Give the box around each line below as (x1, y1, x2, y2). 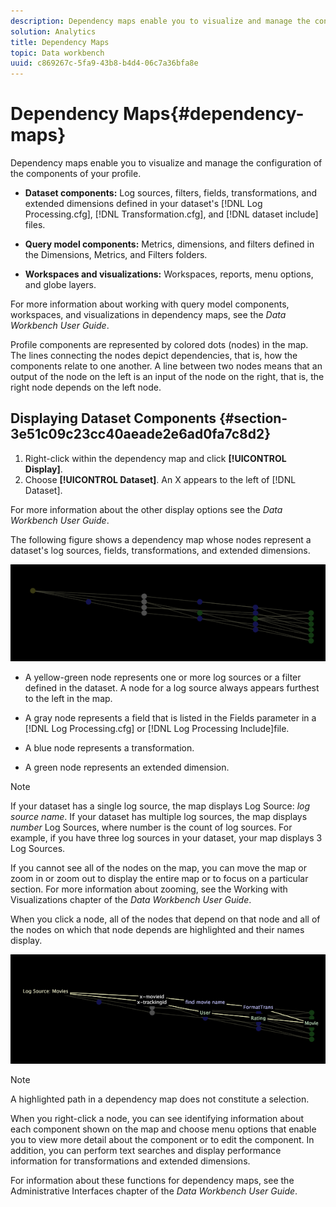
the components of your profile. (10, 168, 142, 180)
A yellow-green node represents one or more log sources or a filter (24, 671, 302, 683)
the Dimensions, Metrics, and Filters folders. (24, 249, 208, 261)
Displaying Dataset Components (10, 410, 217, 427)
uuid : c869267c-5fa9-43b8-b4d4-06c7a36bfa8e (10, 58, 199, 69)
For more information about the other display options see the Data (10, 503, 283, 515)
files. (24, 219, 46, 231)
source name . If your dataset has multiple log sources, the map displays (10, 810, 308, 822)
